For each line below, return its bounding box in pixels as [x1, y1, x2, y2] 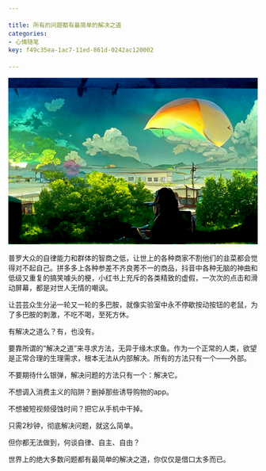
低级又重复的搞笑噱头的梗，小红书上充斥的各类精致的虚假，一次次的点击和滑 [8, 274, 258, 282]
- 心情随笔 [8, 38, 40, 46]
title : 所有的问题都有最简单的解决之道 [8, 21, 122, 29]
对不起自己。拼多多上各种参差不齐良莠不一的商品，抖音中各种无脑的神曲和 [14, 263, 258, 273]
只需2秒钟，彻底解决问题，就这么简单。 [8, 421, 138, 430]
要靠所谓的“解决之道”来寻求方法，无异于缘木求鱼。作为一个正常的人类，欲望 [8, 343, 257, 353]
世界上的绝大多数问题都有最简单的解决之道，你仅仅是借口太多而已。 [8, 454, 230, 464]
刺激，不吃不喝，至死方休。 [42, 310, 133, 319]
